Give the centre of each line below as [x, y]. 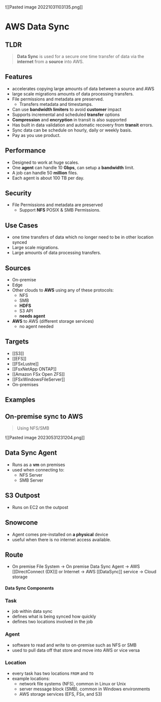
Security [18, 193]
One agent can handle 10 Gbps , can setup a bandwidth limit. [73, 167]
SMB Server [31, 480]
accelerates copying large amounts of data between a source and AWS [83, 88]
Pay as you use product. [36, 135]
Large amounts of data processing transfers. [56, 253]
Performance [25, 151]
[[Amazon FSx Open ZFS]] [38, 374]
